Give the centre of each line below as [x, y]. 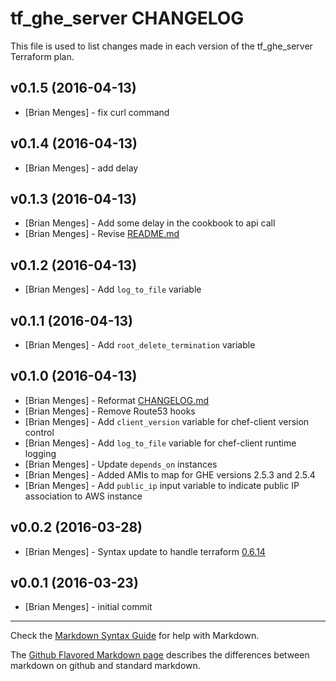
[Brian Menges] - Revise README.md [102, 234]
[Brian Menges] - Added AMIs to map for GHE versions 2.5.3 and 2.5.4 [170, 474]
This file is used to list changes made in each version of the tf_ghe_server [161, 46]
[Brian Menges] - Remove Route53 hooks [110, 411]
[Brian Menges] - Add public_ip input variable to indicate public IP [162, 485]
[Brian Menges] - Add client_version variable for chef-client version [167, 421]
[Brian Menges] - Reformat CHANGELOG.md [117, 400]
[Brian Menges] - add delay [81, 168]
